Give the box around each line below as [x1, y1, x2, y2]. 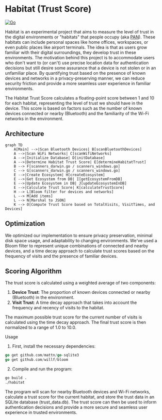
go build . [5, 375, 27, 381]
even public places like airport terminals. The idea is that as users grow [5, 44, 147, 50]
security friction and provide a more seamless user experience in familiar [5, 80, 151, 86]
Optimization [5, 219, 45, 228]
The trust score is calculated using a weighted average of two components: [5, 280, 156, 286]
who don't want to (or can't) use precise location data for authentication [5, 60, 149, 66]
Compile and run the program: [12, 366, 73, 372]
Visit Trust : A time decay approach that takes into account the [12, 300, 137, 305]
